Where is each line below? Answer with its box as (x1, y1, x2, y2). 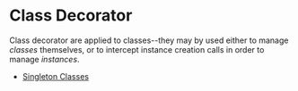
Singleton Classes (22, 70, 90, 81)
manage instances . (9, 54, 80, 64)
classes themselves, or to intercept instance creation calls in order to (9, 44, 265, 54)
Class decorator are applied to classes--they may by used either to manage (9, 35, 289, 45)
